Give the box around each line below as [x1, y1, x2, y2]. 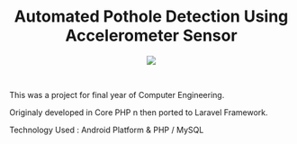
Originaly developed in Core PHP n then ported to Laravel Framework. [9, 106, 268, 118]
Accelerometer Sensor [65, 25, 238, 46]
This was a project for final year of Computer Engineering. [9, 89, 225, 100]
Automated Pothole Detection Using [13, 6, 289, 27]
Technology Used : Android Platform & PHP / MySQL [9, 124, 204, 135]
